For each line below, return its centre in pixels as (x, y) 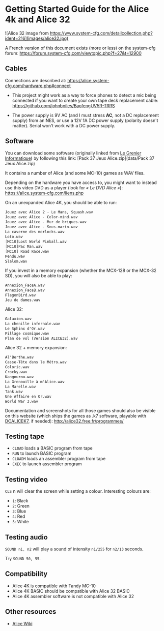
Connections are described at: (36, 80)
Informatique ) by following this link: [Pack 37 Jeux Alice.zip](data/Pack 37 (80, 158)
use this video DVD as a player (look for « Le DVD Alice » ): (64, 187)
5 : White (21, 522)
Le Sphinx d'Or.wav (25, 329)
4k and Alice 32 (38, 19)
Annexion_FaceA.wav (25, 285)
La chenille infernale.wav (33, 324)
